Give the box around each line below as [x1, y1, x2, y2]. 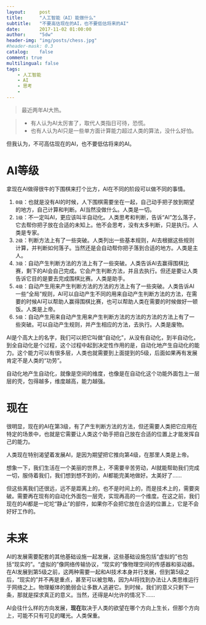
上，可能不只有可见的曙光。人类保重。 [6, 612, 103, 619]
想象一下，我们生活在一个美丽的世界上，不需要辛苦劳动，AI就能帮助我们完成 [6, 464, 200, 471]
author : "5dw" [6, 32, 53, 38]
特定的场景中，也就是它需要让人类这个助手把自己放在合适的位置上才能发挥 [6, 430, 194, 438]
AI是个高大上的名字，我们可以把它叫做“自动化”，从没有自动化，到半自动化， [6, 333, 199, 341]
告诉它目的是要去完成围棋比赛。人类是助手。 [15, 275, 129, 282]
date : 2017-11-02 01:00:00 [6, 26, 92, 32]
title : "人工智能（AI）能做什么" [6, 15, 96, 21]
